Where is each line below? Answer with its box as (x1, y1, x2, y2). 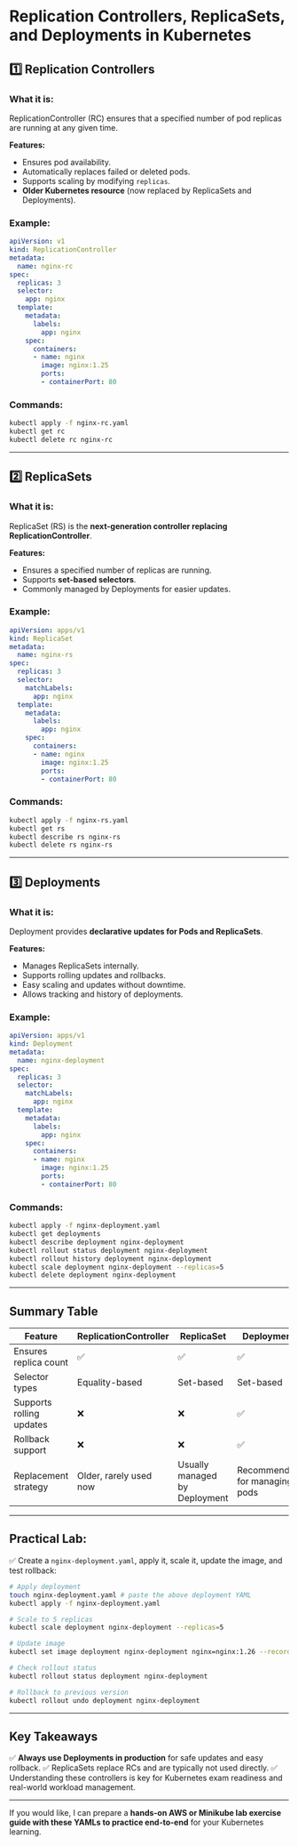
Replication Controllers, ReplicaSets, (9, 6, 286, 27)
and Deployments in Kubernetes (9, 25, 252, 45)
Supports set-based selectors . (21, 574, 137, 584)
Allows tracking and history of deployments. (21, 989, 184, 999)
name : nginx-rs (17, 651, 74, 660)
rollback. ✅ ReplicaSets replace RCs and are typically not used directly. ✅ (9, 1762, 278, 1773)
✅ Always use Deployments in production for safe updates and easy (9, 1753, 263, 1763)
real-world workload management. (9, 1782, 136, 1793)
